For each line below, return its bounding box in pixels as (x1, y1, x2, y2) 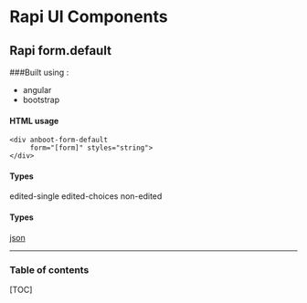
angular (22, 85, 52, 95)
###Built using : (9, 67, 69, 78)
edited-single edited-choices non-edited (9, 191, 163, 202)
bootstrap (22, 94, 60, 105)
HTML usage (9, 115, 59, 126)
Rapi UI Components (9, 6, 168, 27)
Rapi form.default (9, 43, 112, 58)
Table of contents (9, 263, 90, 276)
